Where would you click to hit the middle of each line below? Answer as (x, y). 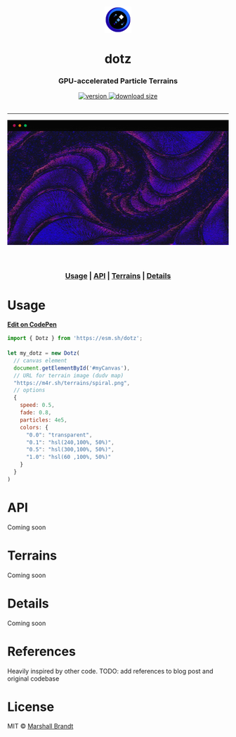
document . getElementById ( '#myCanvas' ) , (72, 368)
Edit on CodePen (32, 325)
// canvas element (41, 360)
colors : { (34, 427)
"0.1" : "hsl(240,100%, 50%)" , (70, 442)
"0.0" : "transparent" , (59, 435)
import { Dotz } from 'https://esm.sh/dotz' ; (75, 339)
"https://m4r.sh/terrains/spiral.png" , (72, 383)
